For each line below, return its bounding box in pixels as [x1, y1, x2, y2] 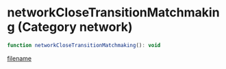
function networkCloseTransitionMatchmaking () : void [7, 42, 161, 49]
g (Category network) [7, 19, 133, 35]
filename [7, 54, 32, 62]
